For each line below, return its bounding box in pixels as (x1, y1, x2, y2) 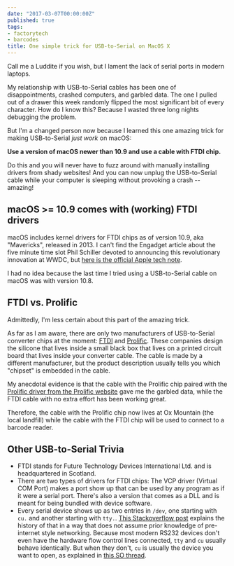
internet (17, 529, 41, 537)
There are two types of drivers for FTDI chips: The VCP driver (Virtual (17, 477, 218, 485)
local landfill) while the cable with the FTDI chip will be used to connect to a (7, 415, 225, 424)
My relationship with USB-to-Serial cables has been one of (7, 83, 177, 91)
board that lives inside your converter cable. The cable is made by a (7, 351, 203, 359)
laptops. (7, 69, 31, 78)
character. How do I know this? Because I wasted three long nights (7, 106, 199, 113)
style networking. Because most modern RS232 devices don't (41, 529, 220, 537)
